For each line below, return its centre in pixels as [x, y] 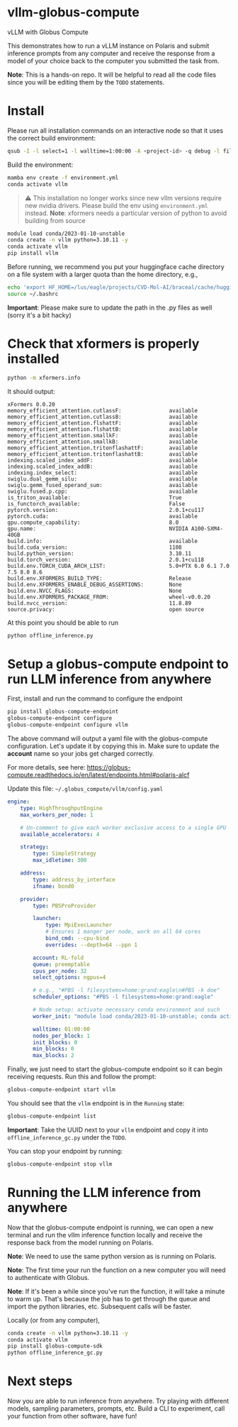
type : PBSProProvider [65, 906]
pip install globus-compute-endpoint [63, 712]
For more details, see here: [46, 767]
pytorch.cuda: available [103, 516]
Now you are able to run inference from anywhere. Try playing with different [118, 1401]
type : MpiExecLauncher [79, 925]
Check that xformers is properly [103, 343]
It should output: [31, 391]
